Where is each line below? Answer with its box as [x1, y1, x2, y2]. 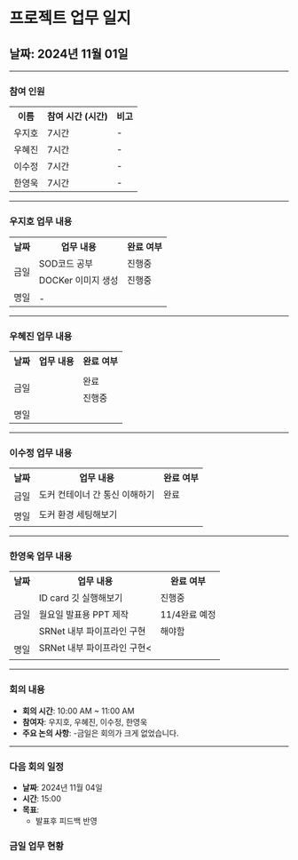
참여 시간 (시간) [47, 110, 108, 123]
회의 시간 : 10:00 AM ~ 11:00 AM [21, 705, 135, 716]
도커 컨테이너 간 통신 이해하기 [38, 489, 155, 501]
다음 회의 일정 [9, 760, 65, 773]
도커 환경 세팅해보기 [38, 508, 118, 521]
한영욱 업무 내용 [9, 550, 73, 562]
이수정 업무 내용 [9, 446, 73, 458]
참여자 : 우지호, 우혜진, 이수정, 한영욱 [21, 716, 148, 727]
